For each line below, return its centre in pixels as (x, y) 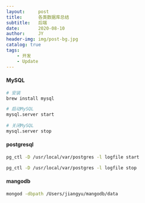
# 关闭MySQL (20, 126)
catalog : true (24, 45)
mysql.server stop (29, 131)
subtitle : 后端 (27, 23)
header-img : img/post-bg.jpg (42, 39)
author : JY (25, 34)
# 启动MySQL (20, 109)
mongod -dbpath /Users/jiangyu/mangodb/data (62, 194)
